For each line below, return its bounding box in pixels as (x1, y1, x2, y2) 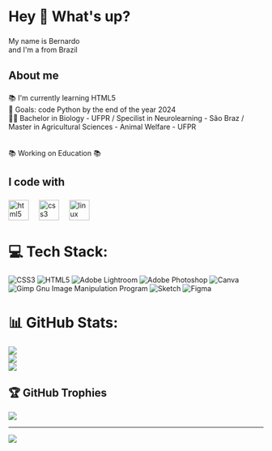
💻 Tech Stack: (8, 243, 108, 260)
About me (8, 68, 59, 82)
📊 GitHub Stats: (8, 313, 119, 332)
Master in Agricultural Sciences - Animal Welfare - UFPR (8, 122, 197, 132)
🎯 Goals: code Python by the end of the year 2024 (8, 105, 176, 114)
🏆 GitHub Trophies (8, 386, 108, 400)
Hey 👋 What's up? (8, 7, 131, 26)
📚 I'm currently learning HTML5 (8, 93, 116, 103)
